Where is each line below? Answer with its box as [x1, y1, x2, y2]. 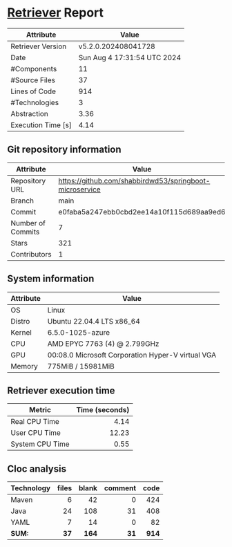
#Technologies [10, 98, 59, 107]
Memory [10, 361, 38, 371]
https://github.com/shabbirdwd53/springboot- [58, 176, 211, 185]
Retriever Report [7, 5, 104, 21]
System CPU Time [10, 439, 70, 449]
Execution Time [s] [10, 120, 72, 129]
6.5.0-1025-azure [47, 327, 110, 337]
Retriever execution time [7, 384, 115, 396]
